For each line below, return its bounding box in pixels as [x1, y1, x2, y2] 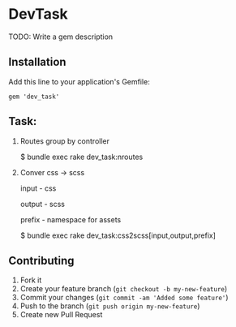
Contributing [8, 253, 75, 268]
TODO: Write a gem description [8, 32, 114, 41]
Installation [8, 55, 67, 69]
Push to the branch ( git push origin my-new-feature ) [19, 301, 200, 311]
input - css [19, 183, 57, 193]
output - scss [19, 199, 65, 209]
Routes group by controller [19, 136, 110, 146]
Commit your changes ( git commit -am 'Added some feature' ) [19, 293, 229, 303]
